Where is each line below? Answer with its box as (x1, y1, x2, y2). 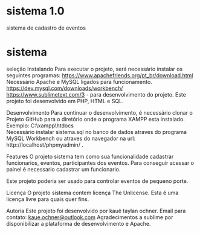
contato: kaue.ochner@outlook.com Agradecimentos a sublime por (6, 213, 173, 221)
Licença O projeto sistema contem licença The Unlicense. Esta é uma (6, 189, 179, 196)
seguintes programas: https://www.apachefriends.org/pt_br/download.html (6, 71, 193, 79)
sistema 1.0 (6, 4, 65, 18)
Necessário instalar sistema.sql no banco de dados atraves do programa (6, 128, 187, 135)
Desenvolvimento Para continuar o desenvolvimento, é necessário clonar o (6, 109, 193, 116)
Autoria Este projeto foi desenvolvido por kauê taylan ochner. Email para (6, 207, 186, 214)
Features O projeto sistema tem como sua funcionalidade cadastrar (6, 153, 174, 160)
